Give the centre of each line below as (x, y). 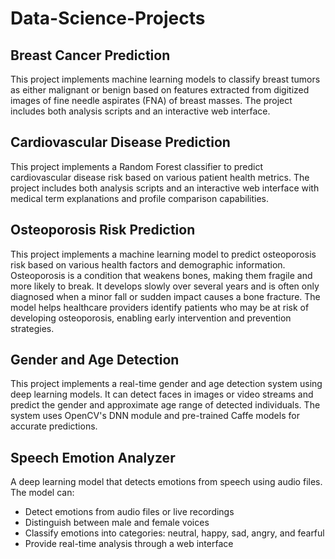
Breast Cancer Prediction (90, 55)
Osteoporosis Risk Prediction (103, 230)
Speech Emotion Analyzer (93, 457)
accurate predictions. (54, 426)
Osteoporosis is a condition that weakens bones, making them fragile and (161, 275)
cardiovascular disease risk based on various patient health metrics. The (160, 177)
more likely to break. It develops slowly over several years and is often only (165, 286)
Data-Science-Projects (108, 18)
